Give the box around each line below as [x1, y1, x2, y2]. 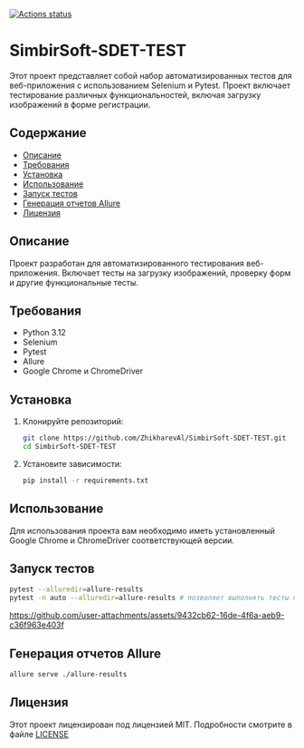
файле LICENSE [9, 728, 70, 739]
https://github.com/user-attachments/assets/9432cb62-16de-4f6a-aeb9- [9, 610, 285, 621]
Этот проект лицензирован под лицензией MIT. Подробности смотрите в [9, 719, 292, 730]
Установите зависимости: [22, 458, 122, 469]
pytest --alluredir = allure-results [9, 585, 144, 594]
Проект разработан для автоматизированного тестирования [9, 257, 244, 268]
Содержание [9, 125, 88, 141]
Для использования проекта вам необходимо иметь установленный [9, 525, 276, 536]
